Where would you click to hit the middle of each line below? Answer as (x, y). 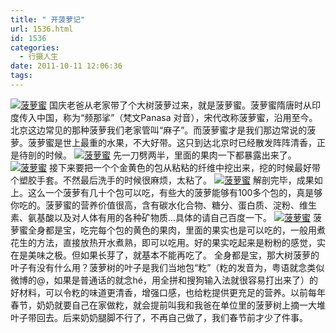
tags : (21, 76)
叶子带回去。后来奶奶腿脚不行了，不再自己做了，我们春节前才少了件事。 (159, 317)
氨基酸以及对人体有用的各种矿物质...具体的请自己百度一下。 (150, 217)
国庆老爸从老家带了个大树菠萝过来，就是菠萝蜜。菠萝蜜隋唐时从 (180, 105)
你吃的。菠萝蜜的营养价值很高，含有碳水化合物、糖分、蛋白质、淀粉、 (155, 205)
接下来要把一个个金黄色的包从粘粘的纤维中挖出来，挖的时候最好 (180, 167)
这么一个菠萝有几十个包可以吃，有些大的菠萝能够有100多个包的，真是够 (175, 192)
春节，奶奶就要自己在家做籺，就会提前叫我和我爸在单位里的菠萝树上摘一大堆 (168, 305)
